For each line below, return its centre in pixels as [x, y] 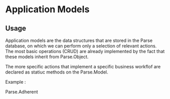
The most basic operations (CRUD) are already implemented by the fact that [85, 51]
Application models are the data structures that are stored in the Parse [79, 40]
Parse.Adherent [22, 92]
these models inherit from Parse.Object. [47, 57]
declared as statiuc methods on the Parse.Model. [57, 72]
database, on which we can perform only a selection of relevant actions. [81, 46]
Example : [16, 82]
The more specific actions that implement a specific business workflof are [83, 67]
